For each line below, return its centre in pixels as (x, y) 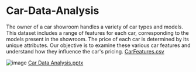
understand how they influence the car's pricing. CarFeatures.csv (85, 51)
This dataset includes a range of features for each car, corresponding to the (97, 33)
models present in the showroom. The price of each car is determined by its (97, 39)
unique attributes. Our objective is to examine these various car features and (98, 45)
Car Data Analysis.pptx (56, 63)
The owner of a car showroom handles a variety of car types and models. (94, 27)
